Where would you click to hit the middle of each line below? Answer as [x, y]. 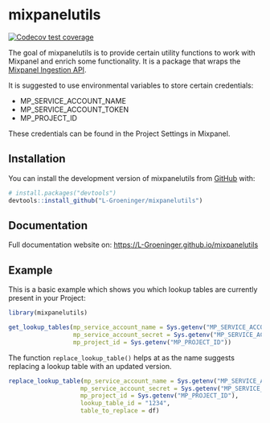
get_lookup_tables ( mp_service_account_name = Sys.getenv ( [107, 327]
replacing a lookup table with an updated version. [90, 366]
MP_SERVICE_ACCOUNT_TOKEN [74, 109]
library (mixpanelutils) [48, 313]
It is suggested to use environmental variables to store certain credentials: [131, 85]
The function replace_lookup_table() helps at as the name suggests [122, 357]
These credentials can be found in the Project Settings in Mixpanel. [119, 133]
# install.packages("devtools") [62, 193]
